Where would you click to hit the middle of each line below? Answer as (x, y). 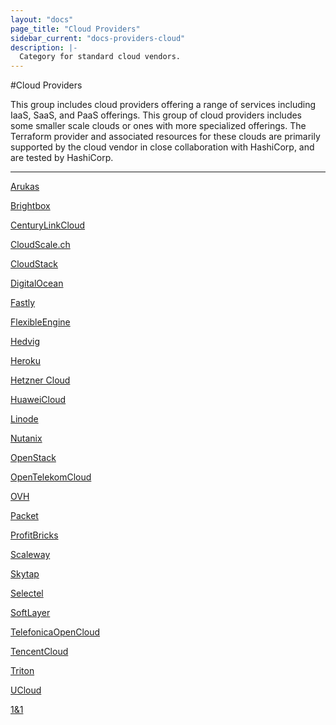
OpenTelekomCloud (51, 477)
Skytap (25, 574)
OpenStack (33, 458)
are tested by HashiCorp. (62, 158)
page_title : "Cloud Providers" (75, 29)
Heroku (25, 361)
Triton (22, 671)
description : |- (44, 47)
